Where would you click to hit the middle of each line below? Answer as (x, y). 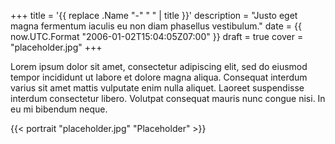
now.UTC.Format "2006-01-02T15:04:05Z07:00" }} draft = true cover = (157, 36)
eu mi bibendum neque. (59, 109)
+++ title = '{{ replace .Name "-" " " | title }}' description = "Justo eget (154, 15)
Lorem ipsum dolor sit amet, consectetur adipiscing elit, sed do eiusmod (159, 66)
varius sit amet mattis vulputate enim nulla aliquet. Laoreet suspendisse (157, 88)
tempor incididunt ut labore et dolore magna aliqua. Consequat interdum (159, 77)
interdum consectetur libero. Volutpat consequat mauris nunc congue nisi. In (168, 98)
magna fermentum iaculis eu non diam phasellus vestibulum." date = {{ (156, 26)
